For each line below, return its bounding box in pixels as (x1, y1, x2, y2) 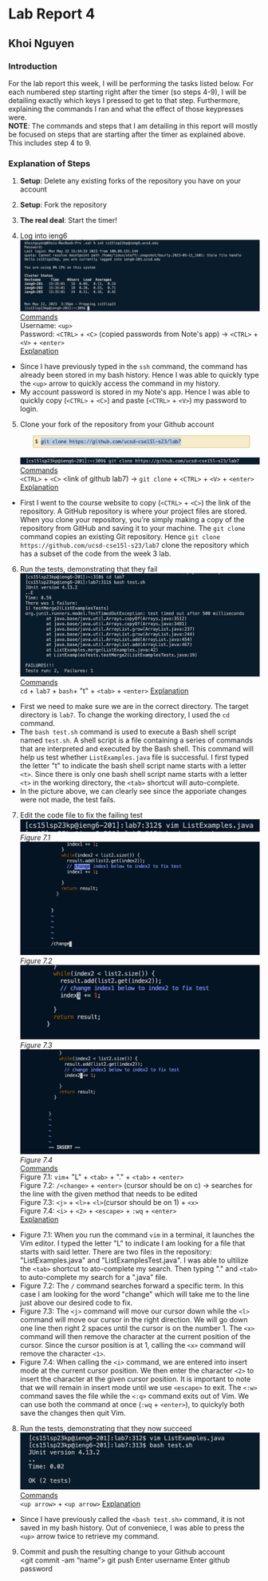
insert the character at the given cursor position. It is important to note (19, 1374, 251, 1384)
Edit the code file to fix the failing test (19, 810, 144, 820)
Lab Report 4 (8, 5, 96, 23)
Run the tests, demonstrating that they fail (19, 564, 158, 573)
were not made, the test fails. (19, 795, 116, 805)
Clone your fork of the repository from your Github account (19, 419, 215, 429)
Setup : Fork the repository (19, 200, 108, 210)
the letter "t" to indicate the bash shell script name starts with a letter (19, 761, 247, 771)
